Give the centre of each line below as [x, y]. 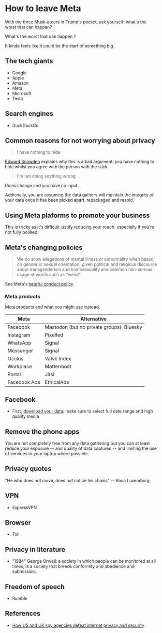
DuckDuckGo [25, 125]
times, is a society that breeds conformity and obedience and [73, 566]
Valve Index [58, 359]
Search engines [29, 114]
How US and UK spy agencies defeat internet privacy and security [78, 625]
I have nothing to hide [38, 152]
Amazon [20, 83]
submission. [24, 571]
